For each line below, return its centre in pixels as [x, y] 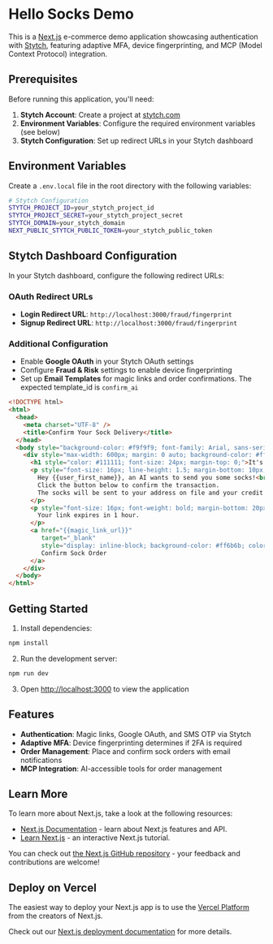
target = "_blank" [68, 538]
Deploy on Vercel [53, 888]
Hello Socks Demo [71, 14]
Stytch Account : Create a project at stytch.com [100, 114]
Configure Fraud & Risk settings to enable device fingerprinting [126, 370]
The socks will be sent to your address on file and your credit [151, 493]
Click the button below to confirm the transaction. [129, 485]
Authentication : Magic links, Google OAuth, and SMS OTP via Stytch [136, 734]
